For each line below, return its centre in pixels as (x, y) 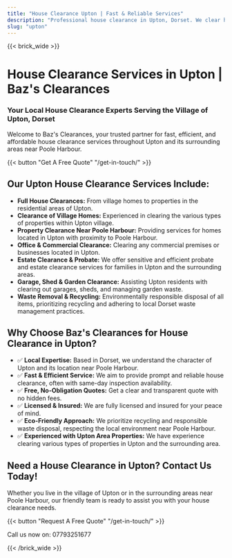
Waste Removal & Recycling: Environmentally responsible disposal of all (120, 296)
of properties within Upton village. (66, 223)
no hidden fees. (39, 398)
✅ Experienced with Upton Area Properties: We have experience (111, 436)
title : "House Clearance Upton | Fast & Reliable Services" (96, 13)
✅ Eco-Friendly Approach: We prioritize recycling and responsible (112, 421)
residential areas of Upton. (55, 208)
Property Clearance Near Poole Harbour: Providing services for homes (119, 230)
